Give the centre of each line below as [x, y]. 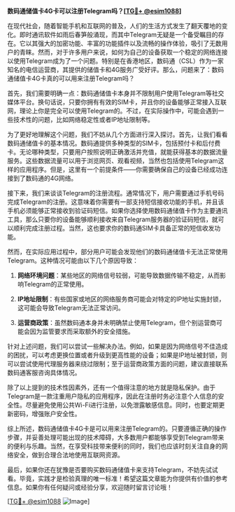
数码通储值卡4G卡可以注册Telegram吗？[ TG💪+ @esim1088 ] [94, 11]
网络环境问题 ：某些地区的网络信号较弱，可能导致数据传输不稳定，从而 [119, 275]
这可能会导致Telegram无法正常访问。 [71, 308]
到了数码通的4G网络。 [45, 178]
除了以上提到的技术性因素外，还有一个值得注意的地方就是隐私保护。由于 [111, 387]
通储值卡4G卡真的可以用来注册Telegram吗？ [71, 78]
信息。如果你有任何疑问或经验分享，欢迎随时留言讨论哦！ [90, 487]
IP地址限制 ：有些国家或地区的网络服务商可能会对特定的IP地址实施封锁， [121, 299]
